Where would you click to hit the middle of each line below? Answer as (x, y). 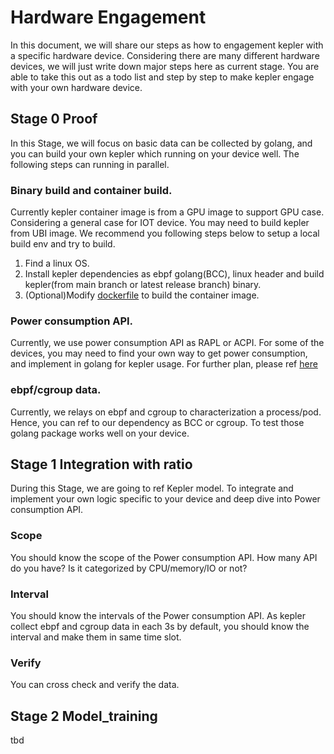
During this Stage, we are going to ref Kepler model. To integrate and (152, 488)
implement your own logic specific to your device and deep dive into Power (165, 499)
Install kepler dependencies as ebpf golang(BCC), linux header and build (174, 274)
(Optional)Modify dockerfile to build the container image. (142, 295)
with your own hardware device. (76, 87)
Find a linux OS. (57, 263)
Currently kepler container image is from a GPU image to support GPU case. (167, 212)
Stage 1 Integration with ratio (101, 464)
